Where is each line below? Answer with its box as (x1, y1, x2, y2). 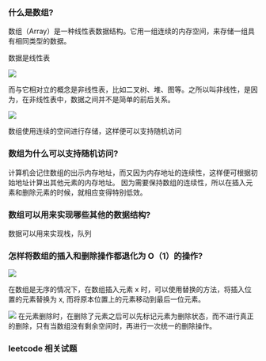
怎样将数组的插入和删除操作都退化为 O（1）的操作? (8, 250, 203, 261)
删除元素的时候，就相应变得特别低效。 (21, 188, 147, 197)
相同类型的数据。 (14, 36, 71, 46)
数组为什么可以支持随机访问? (8, 148, 119, 159)
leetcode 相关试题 (8, 343, 78, 354)
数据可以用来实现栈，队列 (8, 228, 92, 238)
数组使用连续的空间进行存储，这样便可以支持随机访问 (8, 127, 182, 136)
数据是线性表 (8, 53, 50, 63)
